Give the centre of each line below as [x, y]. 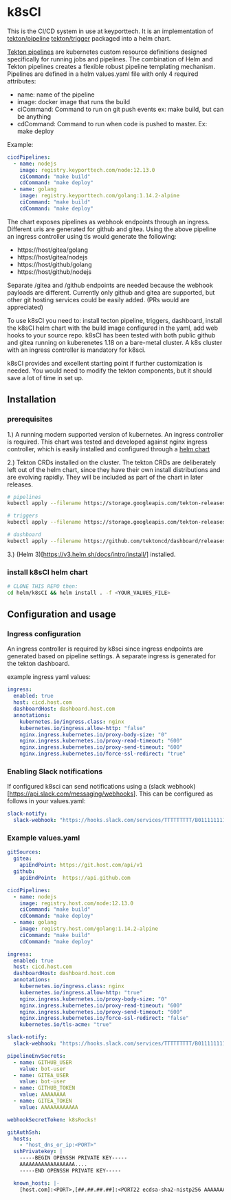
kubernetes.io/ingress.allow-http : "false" [83, 728]
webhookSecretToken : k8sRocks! [52, 1120]
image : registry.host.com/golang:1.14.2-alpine [89, 929]
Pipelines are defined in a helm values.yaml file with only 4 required [103, 74]
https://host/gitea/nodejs [52, 257]
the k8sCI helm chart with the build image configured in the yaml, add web [113, 328]
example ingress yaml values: [49, 677]
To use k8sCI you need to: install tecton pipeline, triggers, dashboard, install [114, 320]
